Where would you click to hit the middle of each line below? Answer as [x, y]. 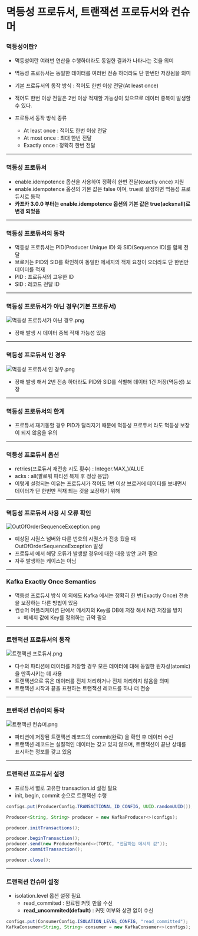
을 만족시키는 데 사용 [38, 674]
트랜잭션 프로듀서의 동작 [38, 640]
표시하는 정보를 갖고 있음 [43, 752]
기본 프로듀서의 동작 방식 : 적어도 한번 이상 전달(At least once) [87, 85]
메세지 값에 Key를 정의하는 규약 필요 [65, 617]
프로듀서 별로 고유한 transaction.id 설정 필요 [66, 788]
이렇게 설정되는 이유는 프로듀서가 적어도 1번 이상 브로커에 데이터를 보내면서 [100, 483]
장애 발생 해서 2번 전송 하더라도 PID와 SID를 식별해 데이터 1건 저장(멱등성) [100, 381]
